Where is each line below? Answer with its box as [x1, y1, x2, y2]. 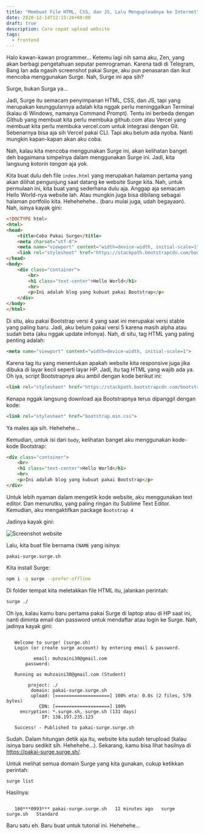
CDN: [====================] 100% [38, 703, 126, 709]
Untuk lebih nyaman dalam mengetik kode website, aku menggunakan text [6, 493, 193, 501]
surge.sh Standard [6, 812, 59, 818]
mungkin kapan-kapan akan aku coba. [6, 135, 103, 143]
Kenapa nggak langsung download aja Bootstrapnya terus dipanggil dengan [6, 395, 196, 402]
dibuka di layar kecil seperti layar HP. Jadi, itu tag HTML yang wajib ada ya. [6, 366, 194, 373]
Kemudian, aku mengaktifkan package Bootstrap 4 [6, 506, 134, 513]
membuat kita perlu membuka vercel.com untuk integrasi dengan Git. [6, 123, 180, 129]
